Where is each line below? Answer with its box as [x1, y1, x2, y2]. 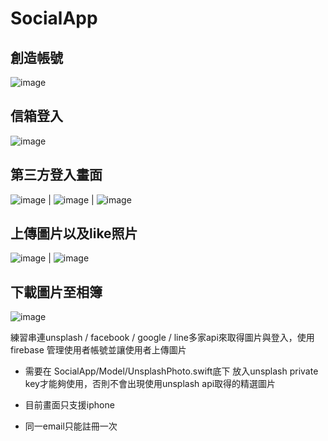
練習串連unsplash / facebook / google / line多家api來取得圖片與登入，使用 [10, 332, 315, 344]
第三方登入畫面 [10, 167, 103, 184]
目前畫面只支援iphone [24, 399, 115, 411]
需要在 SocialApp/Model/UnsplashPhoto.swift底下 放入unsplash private [24, 365, 319, 377]
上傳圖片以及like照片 [10, 225, 138, 242]
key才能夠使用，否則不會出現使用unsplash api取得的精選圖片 [24, 378, 277, 390]
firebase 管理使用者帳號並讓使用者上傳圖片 [10, 344, 187, 356]
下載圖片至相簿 [10, 283, 103, 301]
